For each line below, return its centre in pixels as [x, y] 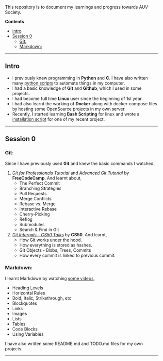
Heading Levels [28, 288]
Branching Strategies [40, 188]
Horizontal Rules [28, 293]
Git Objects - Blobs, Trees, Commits [55, 250]
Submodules [32, 224]
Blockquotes [24, 303]
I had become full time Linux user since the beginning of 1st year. [77, 98]
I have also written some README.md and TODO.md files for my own [74, 344]
